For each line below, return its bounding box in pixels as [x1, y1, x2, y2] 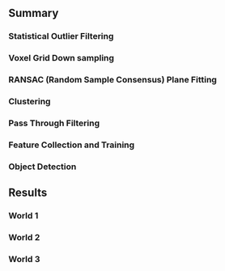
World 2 [8, 232, 40, 243]
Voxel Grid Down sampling [8, 53, 115, 64]
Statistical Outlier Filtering [8, 31, 114, 42]
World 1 [8, 210, 39, 222]
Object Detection [8, 161, 77, 172]
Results [8, 186, 48, 200]
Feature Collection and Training [8, 139, 135, 150]
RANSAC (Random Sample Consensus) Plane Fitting [8, 74, 217, 86]
